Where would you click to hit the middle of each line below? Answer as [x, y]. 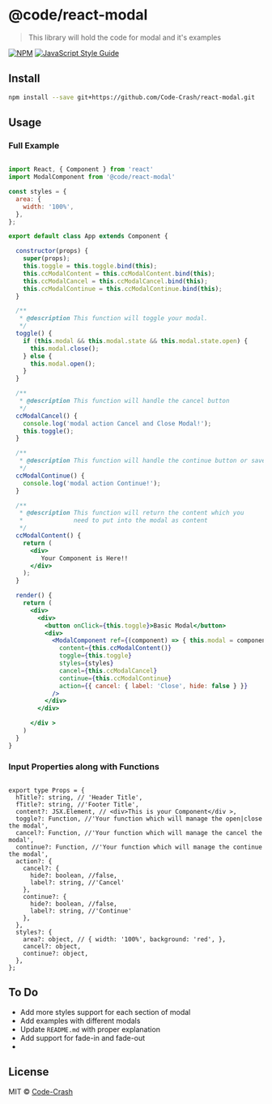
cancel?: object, [52, 946]
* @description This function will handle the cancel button [124, 401]
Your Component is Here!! [85, 558]
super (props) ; [47, 259]
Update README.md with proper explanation [90, 1029]
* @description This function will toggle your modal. [113, 319]
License [29, 1072]
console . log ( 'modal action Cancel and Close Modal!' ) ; [117, 423]
